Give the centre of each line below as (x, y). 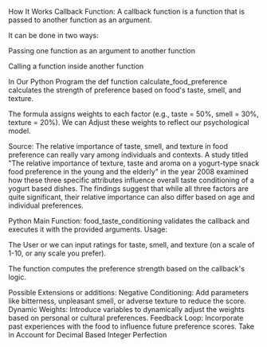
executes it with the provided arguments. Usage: (88, 229)
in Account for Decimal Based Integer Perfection (88, 335)
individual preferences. (46, 205)
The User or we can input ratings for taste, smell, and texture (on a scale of (132, 245)
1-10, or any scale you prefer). (57, 253)
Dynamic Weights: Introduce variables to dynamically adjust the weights (126, 309)
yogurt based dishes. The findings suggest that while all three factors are (128, 189)
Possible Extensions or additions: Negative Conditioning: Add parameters (129, 292)
